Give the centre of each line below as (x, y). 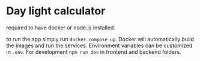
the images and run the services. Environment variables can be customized (99, 45)
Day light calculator (56, 11)
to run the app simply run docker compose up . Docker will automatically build (100, 39)
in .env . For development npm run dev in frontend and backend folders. (94, 51)
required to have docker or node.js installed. (61, 28)
